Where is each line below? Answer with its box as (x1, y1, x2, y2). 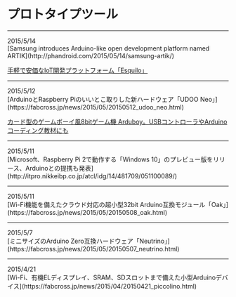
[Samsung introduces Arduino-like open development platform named (7, 44, 210, 53)
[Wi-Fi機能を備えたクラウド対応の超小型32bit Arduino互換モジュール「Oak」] (7, 200, 229, 209)
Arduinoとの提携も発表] (25, 164, 93, 172)
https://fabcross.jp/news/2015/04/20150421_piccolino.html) (23, 282, 197, 290)
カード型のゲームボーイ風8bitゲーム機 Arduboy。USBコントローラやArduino (7, 117, 228, 126)
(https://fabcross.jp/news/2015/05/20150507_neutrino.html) (7, 244, 180, 253)
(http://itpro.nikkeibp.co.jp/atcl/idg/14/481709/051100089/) (7, 171, 178, 180)
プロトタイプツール (7, 6, 119, 22)
